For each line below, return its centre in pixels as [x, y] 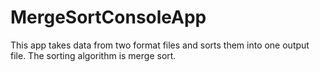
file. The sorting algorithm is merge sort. [93, 55]
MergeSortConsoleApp [108, 17]
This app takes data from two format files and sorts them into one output [160, 45]
